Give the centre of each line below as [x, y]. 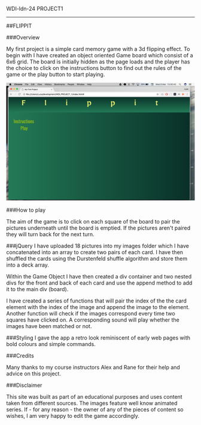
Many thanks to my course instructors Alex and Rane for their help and [93, 367]
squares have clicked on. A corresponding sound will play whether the [93, 320]
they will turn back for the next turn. [50, 234]
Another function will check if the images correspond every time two [91, 314]
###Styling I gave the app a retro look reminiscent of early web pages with [98, 338]
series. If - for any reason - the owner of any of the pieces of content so [95, 409]
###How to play [26, 210]
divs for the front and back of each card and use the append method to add [99, 283]
